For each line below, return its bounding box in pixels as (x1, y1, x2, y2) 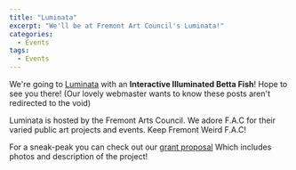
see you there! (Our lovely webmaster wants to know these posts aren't (9, 88, 271, 99)
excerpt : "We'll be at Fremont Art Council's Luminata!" (9, 21, 225, 30)
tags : (9, 46, 29, 55)
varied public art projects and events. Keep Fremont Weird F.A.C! (9, 125, 247, 134)
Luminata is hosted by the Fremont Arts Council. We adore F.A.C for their (9, 115, 276, 125)
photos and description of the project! (9, 151, 148, 161)
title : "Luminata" (9, 12, 77, 22)
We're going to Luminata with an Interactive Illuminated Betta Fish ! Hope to (9, 79, 288, 89)
